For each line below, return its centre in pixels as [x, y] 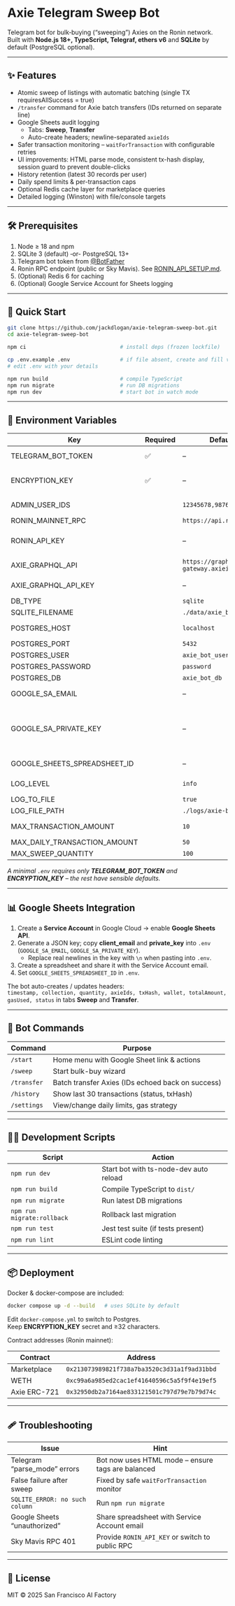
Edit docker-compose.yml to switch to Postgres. [74, 1319]
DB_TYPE [26, 601]
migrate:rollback [40, 1218]
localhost [199, 628]
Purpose [137, 1048]
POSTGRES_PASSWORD [51, 667]
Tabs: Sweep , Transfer [61, 129]
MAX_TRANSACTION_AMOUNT [63, 826]
